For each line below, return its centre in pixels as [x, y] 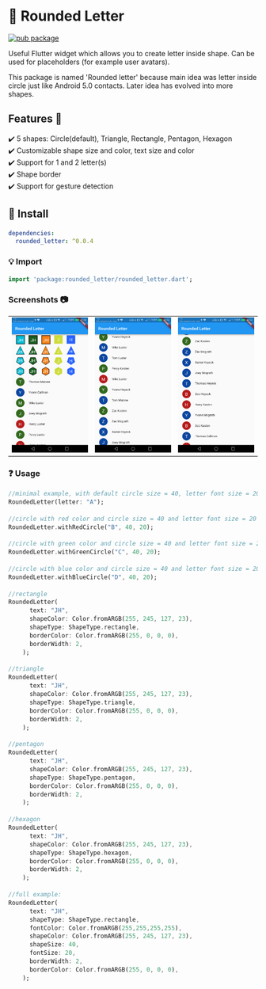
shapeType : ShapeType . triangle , [82, 702]
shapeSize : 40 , [54, 945]
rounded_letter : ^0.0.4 [54, 242]
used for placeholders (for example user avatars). [89, 62]
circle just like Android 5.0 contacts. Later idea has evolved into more [121, 86]
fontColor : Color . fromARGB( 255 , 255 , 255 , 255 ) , [105, 928]
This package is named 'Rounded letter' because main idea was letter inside [133, 77]
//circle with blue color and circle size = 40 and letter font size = [129, 569]
